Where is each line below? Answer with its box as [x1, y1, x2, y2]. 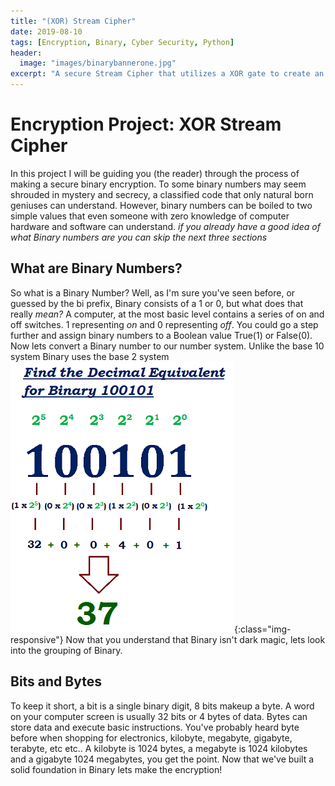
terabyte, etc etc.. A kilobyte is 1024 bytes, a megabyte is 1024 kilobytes [10, 742, 308, 754]
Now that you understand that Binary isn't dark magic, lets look [65, 633, 326, 645]
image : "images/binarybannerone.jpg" [19, 58, 177, 69]
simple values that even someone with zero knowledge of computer [10, 210, 290, 222]
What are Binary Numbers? [10, 260, 183, 277]
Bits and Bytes [10, 673, 102, 690]
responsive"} [10, 633, 64, 645]
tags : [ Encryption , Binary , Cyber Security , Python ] [10, 37, 235, 47]
